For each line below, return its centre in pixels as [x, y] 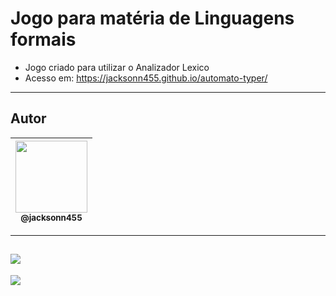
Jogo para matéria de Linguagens [152, 18]
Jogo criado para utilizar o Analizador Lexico [117, 67]
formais [43, 39]
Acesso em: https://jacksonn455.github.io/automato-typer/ [146, 78]
